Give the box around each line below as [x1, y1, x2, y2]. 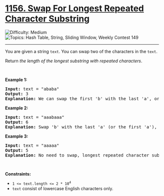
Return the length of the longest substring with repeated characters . [5, 58, 143, 64]
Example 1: [5, 76, 28, 83]
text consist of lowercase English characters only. [12, 185, 114, 191]
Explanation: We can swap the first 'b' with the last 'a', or [5, 96, 160, 101]
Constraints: [5, 171, 31, 177]
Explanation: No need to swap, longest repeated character [5, 152, 150, 158]
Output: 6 [5, 119, 28, 125]
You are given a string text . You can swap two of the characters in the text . [5, 48, 158, 54]
